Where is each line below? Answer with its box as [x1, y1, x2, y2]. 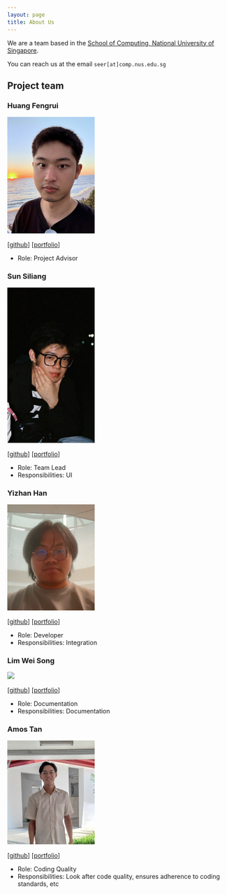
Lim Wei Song [7, 656, 54, 665]
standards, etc [17, 880, 59, 888]
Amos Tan [7, 724, 43, 734]
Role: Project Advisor [17, 253, 78, 262]
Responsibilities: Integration [17, 638, 98, 646]
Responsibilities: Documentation [17, 707, 110, 716]
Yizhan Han [7, 488, 47, 498]
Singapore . [7, 46, 39, 54]
